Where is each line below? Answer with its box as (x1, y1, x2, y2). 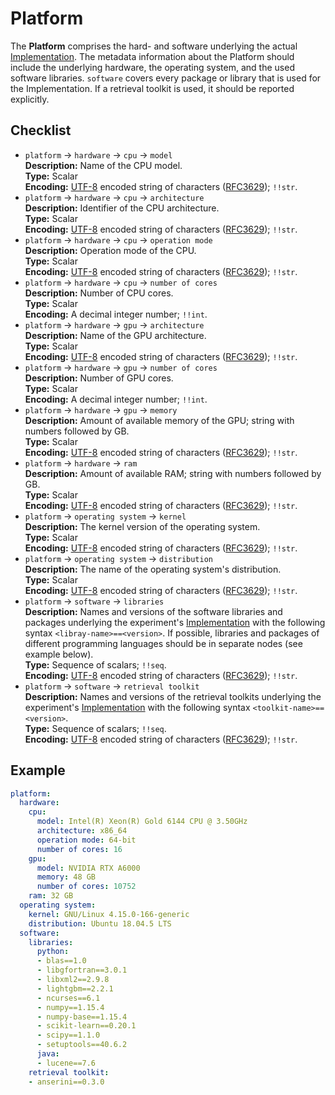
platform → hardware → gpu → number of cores (24, 361, 218, 373)
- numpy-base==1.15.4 (36, 1012, 128, 1022)
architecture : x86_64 (36, 826, 128, 836)
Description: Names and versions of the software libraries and (24, 605, 283, 617)
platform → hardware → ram (24, 457, 138, 469)
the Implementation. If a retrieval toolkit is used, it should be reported (10, 82, 295, 94)
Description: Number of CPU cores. (24, 287, 174, 299)
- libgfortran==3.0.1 (36, 965, 128, 976)
